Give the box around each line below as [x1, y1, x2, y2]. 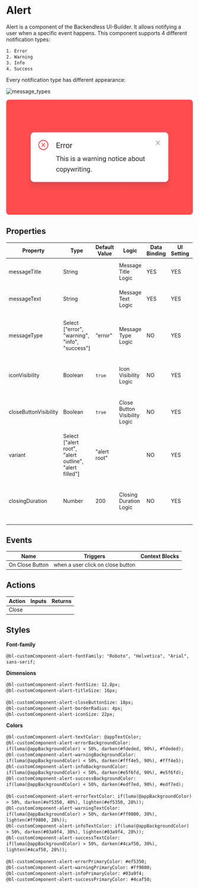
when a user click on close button [53, 562, 136, 569]
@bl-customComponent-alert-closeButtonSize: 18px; [6, 699, 134, 705]
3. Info [6, 60, 25, 66]
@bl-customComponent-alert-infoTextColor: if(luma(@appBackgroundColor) [6, 823, 190, 829]
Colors [6, 722, 23, 729]
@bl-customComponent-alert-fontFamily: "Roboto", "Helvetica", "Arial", [6, 653, 190, 659]
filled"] [63, 470, 80, 477]
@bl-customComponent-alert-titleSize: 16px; [6, 687, 118, 693]
